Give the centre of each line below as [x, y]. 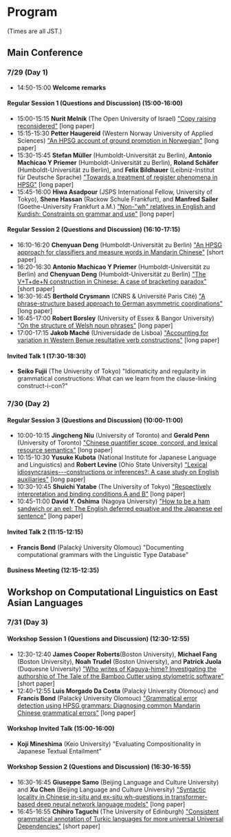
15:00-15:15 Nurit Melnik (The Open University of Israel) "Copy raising [117, 119]
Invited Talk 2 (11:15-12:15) [45, 532]
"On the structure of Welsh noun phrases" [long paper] [95, 325]
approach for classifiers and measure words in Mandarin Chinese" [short [120, 252]
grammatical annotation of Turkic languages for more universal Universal [120, 819]
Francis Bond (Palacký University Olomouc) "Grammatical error [107, 698]
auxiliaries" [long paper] [51, 479]
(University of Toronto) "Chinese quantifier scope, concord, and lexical [117, 443]
